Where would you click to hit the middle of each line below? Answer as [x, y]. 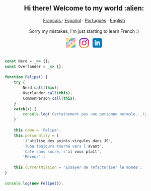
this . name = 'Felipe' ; [37, 131]
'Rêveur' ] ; [34, 157]
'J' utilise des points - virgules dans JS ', [68, 141]
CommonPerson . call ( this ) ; [50, 98]
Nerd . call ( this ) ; [41, 88]
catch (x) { [25, 109]
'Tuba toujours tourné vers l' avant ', [63, 146]
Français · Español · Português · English [84, 20]
